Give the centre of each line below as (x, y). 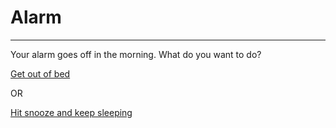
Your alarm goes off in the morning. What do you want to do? (136, 54)
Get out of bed (40, 73)
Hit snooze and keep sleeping (71, 112)
